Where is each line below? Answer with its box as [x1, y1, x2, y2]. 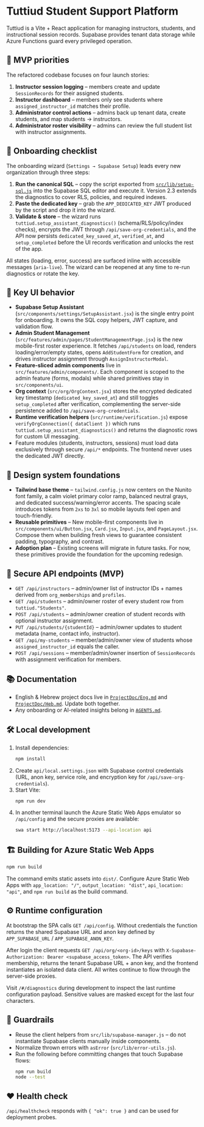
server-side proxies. [6, 972, 57, 980]
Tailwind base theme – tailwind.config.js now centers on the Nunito [15, 486, 192, 494]
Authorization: [6, 954, 45, 960]
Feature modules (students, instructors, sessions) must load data [15, 440, 178, 447]
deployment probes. [6, 1114, 57, 1121]
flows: [15, 1056, 31, 1064]
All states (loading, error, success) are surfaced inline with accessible [6, 257, 181, 264]
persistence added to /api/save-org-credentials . [15, 407, 140, 415]
